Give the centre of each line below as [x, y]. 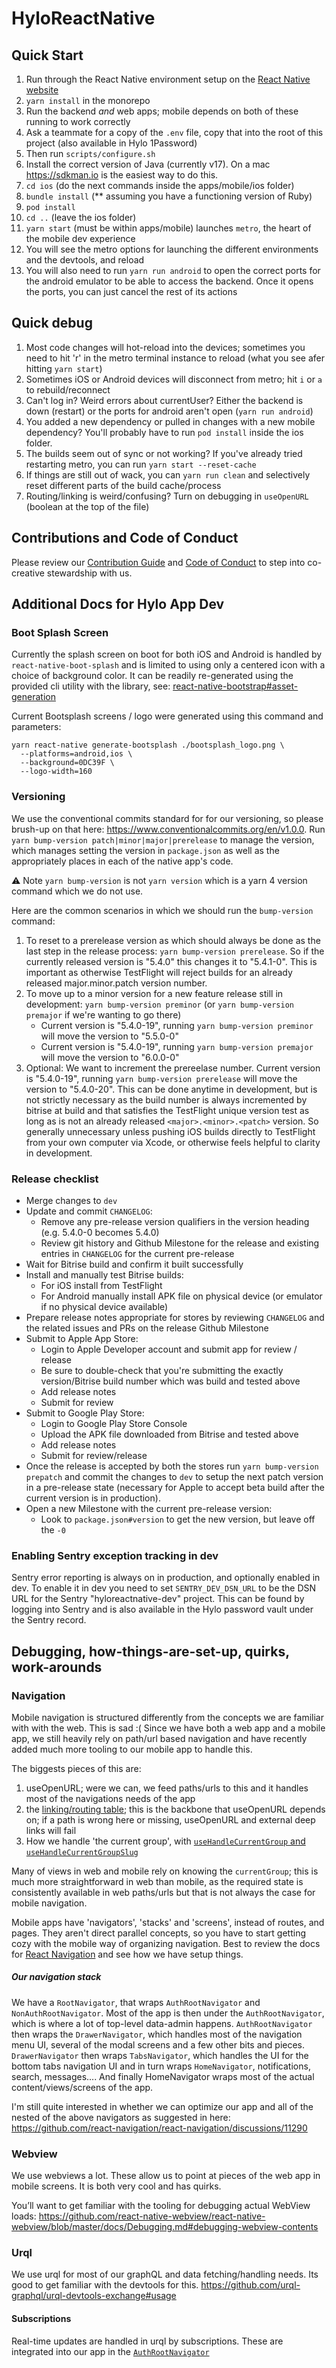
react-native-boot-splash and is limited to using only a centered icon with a [168, 665]
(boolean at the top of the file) [87, 506]
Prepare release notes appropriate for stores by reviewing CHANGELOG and [175, 1317]
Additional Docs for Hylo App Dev [118, 604]
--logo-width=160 [56, 772]
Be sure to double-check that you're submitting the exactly [162, 1370]
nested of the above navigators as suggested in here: [121, 2117]
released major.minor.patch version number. [116, 983]
